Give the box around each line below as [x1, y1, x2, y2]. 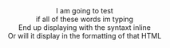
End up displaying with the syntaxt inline [18, 23, 152, 32]
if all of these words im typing [35, 14, 134, 24]
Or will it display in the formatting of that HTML [7, 31, 162, 40]
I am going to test [55, 6, 114, 15]
